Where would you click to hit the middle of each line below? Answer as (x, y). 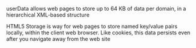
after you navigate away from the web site (58, 39)
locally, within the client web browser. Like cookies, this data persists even (98, 33)
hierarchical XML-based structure (48, 15)
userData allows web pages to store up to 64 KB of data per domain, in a (96, 9)
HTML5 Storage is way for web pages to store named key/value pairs (92, 26)
